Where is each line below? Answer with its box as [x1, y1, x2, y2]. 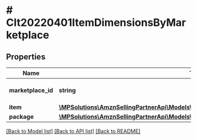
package [9, 112, 34, 121]
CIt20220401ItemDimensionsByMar [6, 16, 186, 29]
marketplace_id [9, 86, 53, 94]
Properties [6, 52, 46, 62]
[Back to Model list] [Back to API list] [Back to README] [6, 128, 141, 135]
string [58, 86, 76, 94]
